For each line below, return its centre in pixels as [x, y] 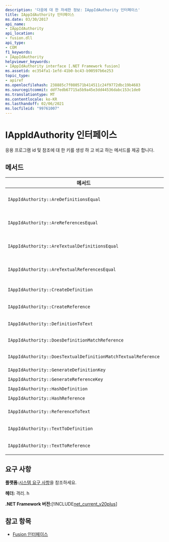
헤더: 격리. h [17, 493]
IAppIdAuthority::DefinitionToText [50, 324]
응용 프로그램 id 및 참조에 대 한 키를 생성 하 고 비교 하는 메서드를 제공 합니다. [80, 150]
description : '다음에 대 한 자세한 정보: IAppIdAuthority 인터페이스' [73, 10]
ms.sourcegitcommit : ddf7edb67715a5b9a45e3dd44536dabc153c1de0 [73, 90]
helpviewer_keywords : [28, 62]
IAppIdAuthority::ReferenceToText [49, 411]
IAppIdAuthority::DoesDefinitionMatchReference [66, 340]
